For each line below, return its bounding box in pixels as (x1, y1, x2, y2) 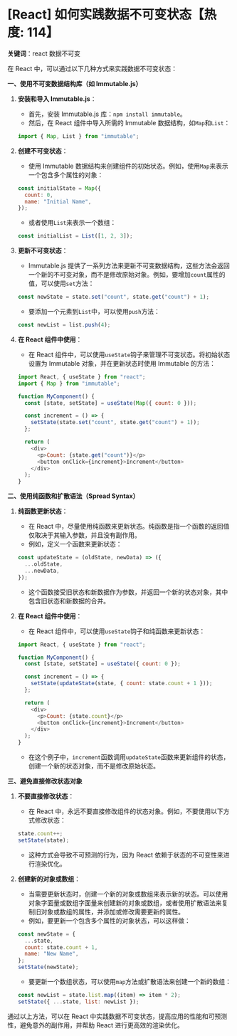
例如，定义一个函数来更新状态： (28, 540, 122, 549)
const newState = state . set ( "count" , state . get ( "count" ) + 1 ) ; (17, 293, 210, 301)
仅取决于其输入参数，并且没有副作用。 (28, 531, 141, 539)
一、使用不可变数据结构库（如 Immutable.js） (7, 79, 142, 88)
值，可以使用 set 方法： (28, 279, 95, 288)
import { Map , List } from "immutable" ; (17, 132, 139, 139)
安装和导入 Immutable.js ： (17, 94, 97, 103)
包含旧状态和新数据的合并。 (28, 596, 110, 605)
